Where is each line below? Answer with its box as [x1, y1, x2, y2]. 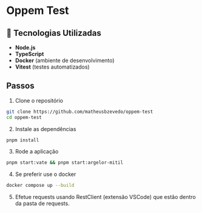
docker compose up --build [6, 183, 75, 189]
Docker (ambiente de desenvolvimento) [15, 57, 115, 64]
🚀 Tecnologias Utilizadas [6, 28, 101, 38]
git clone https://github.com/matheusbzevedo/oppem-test [6, 109, 153, 115]
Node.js [15, 44, 36, 51]
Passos [6, 81, 35, 91]
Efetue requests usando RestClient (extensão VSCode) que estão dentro [15, 194, 196, 201]
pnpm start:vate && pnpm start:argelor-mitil [6, 160, 123, 166]
